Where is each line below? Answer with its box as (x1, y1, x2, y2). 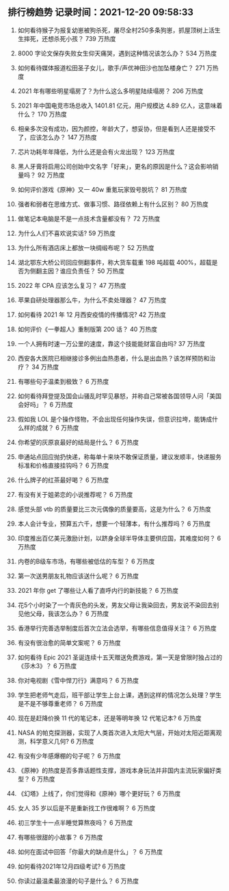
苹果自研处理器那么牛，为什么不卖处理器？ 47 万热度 (17, 295, 167, 304)
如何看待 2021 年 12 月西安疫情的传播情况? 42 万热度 (17, 310, 166, 319)
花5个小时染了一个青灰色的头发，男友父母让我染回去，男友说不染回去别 (17, 600, 219, 609)
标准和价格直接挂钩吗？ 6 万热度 (17, 461, 109, 469)
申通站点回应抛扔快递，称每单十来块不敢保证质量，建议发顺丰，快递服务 (17, 452, 221, 461)
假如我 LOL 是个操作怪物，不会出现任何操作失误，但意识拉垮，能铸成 (17, 415, 213, 423)
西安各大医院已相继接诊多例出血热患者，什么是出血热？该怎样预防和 (17, 354, 210, 362)
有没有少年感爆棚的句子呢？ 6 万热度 (17, 751, 122, 759)
